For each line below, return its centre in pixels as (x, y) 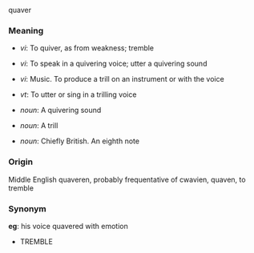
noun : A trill (39, 126)
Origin (21, 162)
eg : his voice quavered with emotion (68, 226)
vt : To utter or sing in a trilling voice (78, 94)
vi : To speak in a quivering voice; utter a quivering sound (113, 64)
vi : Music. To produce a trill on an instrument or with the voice (122, 79)
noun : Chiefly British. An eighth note (80, 141)
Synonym (27, 208)
